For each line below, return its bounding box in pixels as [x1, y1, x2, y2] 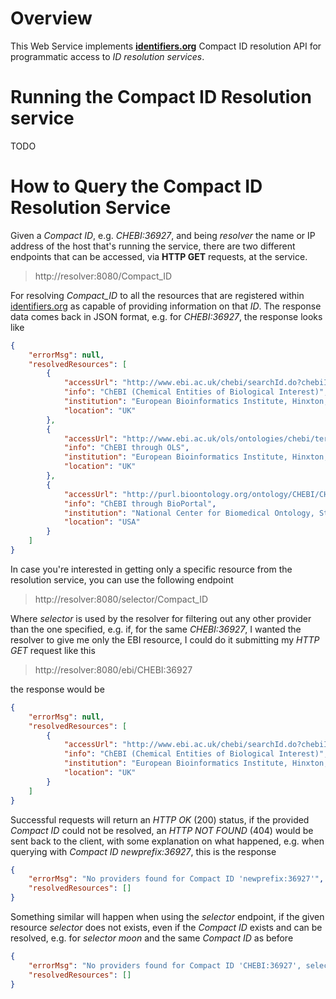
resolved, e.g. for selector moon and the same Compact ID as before [10, 932, 294, 944]
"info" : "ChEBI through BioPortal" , [63, 498, 217, 509]
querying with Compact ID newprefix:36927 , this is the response [10, 845, 277, 857]
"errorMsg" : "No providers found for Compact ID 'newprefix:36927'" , [28, 874, 325, 884]
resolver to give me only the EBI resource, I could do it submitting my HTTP [10, 633, 320, 646]
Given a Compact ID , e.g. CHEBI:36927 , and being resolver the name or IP [10, 229, 316, 241]
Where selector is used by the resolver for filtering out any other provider [10, 612, 312, 624]
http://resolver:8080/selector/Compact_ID [34, 593, 209, 605]
